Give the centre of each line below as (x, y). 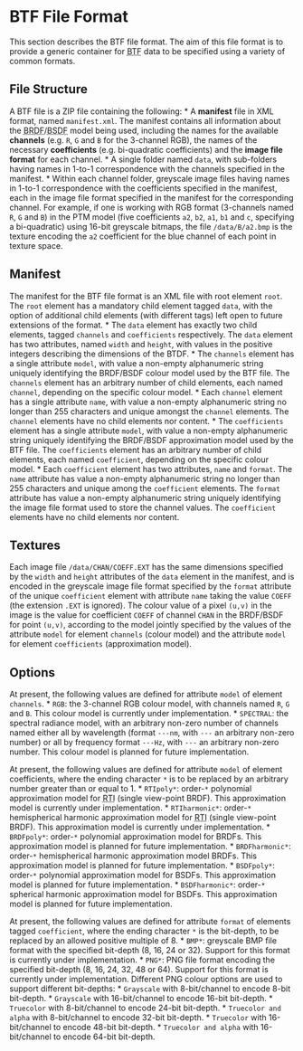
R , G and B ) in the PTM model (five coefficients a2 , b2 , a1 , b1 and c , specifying (152, 217)
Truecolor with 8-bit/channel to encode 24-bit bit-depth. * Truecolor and (146, 1008)
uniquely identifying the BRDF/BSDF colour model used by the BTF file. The (150, 373)
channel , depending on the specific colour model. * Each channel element (146, 392)
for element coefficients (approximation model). (101, 644)
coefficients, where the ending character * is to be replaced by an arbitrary (149, 779)
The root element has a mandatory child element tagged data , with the (141, 306)
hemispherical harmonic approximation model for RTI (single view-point (143, 818)
